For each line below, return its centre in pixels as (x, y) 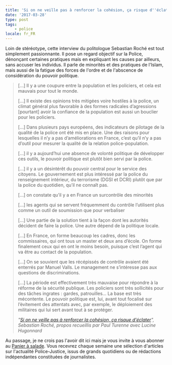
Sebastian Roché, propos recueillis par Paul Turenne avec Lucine (87, 325)
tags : (11, 24)
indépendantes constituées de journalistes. (51, 357)
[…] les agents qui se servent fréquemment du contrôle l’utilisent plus (91, 205)
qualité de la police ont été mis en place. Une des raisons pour (84, 133)
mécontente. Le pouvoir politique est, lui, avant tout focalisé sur (85, 299)
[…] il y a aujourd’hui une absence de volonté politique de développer (91, 153)
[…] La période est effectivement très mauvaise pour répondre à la (88, 283)
